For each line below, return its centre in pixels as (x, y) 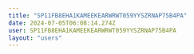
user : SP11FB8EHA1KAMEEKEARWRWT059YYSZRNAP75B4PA (93, 30)
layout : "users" (35, 38)
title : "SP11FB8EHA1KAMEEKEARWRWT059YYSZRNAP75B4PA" (98, 15)
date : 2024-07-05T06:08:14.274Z (62, 23)
